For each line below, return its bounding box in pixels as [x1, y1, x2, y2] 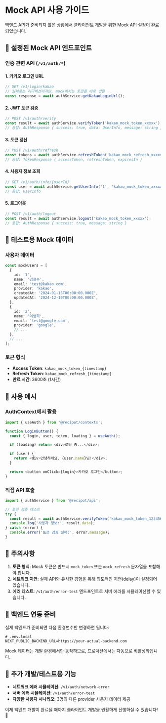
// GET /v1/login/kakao [5, 85, 54, 89]
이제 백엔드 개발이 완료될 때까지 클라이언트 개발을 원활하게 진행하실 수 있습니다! [5, 707, 158, 713]
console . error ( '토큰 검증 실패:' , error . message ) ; [9, 530, 110, 535]
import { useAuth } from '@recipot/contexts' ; [5, 420, 103, 425]
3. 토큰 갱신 [5, 136, 28, 142]
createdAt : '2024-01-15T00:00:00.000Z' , [14, 291, 98, 296]
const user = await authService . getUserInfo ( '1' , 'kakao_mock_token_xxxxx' [5, 184, 165, 189]
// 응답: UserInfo [5, 189, 41, 194]
